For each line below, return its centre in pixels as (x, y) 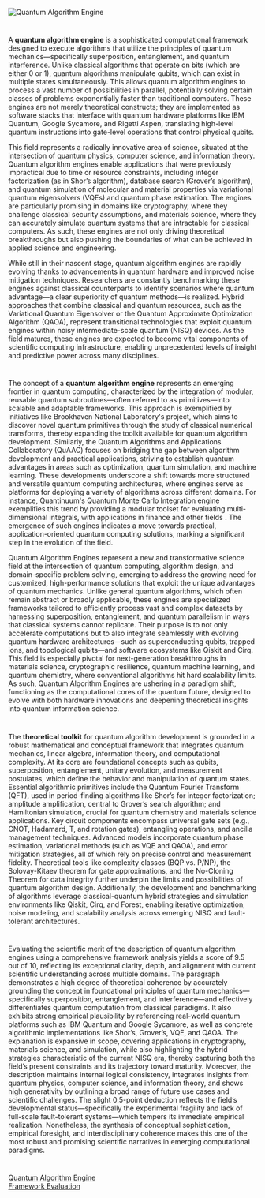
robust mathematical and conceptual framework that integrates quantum (126, 745)
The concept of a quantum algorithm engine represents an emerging (121, 384)
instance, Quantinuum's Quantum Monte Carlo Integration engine (114, 500)
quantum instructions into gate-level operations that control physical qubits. (131, 132)
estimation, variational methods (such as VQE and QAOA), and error (118, 845)
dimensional (28, 518)
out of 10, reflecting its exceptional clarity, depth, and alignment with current (132, 965)
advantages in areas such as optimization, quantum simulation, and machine (132, 467)
